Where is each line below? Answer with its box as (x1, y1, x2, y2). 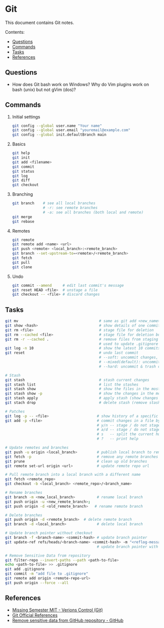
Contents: (5, 29, 25, 35)
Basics (12, 141, 26, 147)
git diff (12, 178, 30, 183)
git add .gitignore (5, 567, 45, 572)
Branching (12, 191, 33, 197)
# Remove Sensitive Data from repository (5, 553, 91, 558)
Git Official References (12, 612, 58, 618)
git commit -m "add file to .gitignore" (5, 571, 89, 576)
